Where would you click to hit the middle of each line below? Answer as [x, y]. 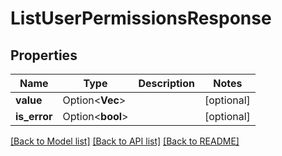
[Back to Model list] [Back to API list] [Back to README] [125, 141]
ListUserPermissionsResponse [141, 18]
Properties [44, 55]
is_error [34, 116]
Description [166, 83]
